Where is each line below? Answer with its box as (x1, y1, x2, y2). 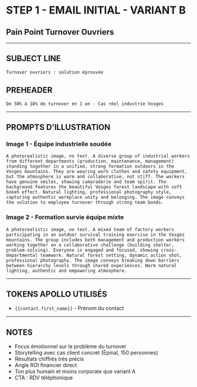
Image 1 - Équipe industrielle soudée (6, 139, 112, 148)
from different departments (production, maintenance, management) (6, 158, 175, 165)
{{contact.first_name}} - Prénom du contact (14, 305, 124, 312)
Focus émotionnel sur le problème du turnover (14, 343, 127, 350)
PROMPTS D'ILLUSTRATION (6, 122, 110, 132)
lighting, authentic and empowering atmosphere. (6, 268, 127, 273)
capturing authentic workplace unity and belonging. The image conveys (6, 195, 185, 201)
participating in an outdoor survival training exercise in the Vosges (6, 232, 185, 238)
